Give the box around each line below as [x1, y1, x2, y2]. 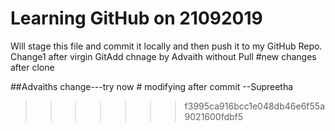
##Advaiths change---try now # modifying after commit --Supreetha [10, 80, 294, 92]
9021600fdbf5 [184, 110, 244, 122]
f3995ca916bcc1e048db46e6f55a [184, 100, 325, 112]
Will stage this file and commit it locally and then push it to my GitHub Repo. [10, 40, 323, 52]
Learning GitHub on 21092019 [10, 7, 263, 30]
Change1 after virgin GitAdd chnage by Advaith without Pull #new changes [10, 50, 317, 62]
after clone [10, 61, 55, 73]
